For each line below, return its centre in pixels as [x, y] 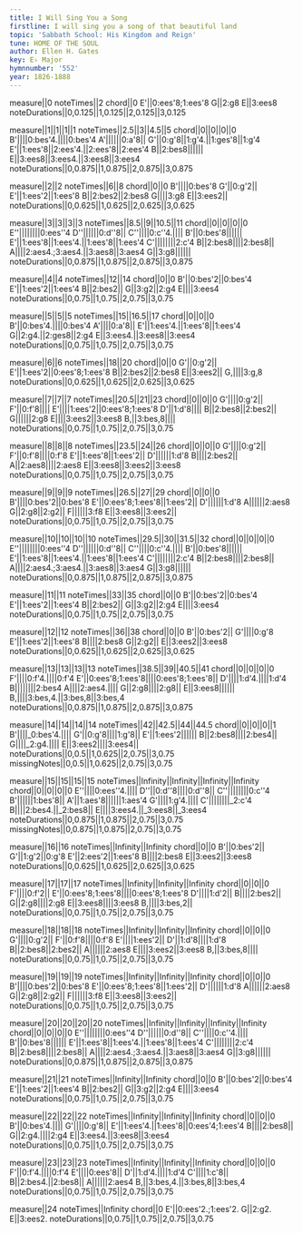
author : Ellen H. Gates [54, 52]
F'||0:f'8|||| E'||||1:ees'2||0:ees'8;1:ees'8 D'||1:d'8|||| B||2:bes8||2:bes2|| [143, 408]
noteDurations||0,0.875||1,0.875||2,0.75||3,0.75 [97, 819]
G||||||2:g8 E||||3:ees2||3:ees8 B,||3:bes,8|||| [93, 418]
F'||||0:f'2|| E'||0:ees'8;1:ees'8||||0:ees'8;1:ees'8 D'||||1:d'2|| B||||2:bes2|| [146, 893]
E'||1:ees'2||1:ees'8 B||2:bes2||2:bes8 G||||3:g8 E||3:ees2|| [119, 195]
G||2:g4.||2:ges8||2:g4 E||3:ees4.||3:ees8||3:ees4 [102, 335]
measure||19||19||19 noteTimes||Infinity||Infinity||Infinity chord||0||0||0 [140, 976]
